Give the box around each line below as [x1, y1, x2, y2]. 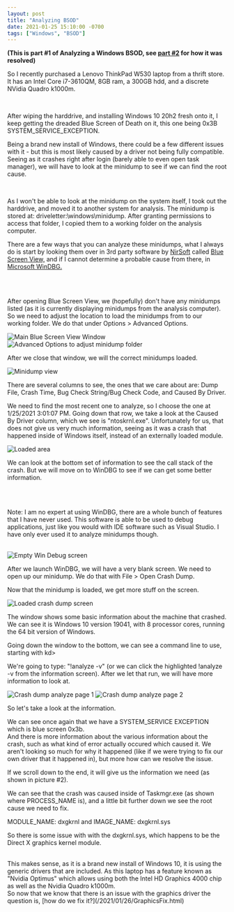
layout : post [7, 10, 45, 17]
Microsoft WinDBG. [7, 263, 63, 271]
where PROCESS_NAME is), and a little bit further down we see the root [7, 797, 212, 805]
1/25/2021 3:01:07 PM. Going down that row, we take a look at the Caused [7, 410, 219, 418]
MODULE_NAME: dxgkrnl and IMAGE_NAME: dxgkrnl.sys [7, 818, 171, 826]
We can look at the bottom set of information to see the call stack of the [7, 458, 213, 467]
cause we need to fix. [7, 804, 70, 813]
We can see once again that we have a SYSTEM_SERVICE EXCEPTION [7, 718, 209, 726]
